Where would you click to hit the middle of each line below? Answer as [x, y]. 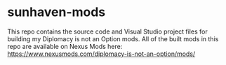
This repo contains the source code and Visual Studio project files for [108, 31]
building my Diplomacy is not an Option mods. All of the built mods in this [113, 38]
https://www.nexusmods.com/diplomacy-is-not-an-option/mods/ [101, 54]
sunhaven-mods [56, 12]
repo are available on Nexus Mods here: [65, 46]
